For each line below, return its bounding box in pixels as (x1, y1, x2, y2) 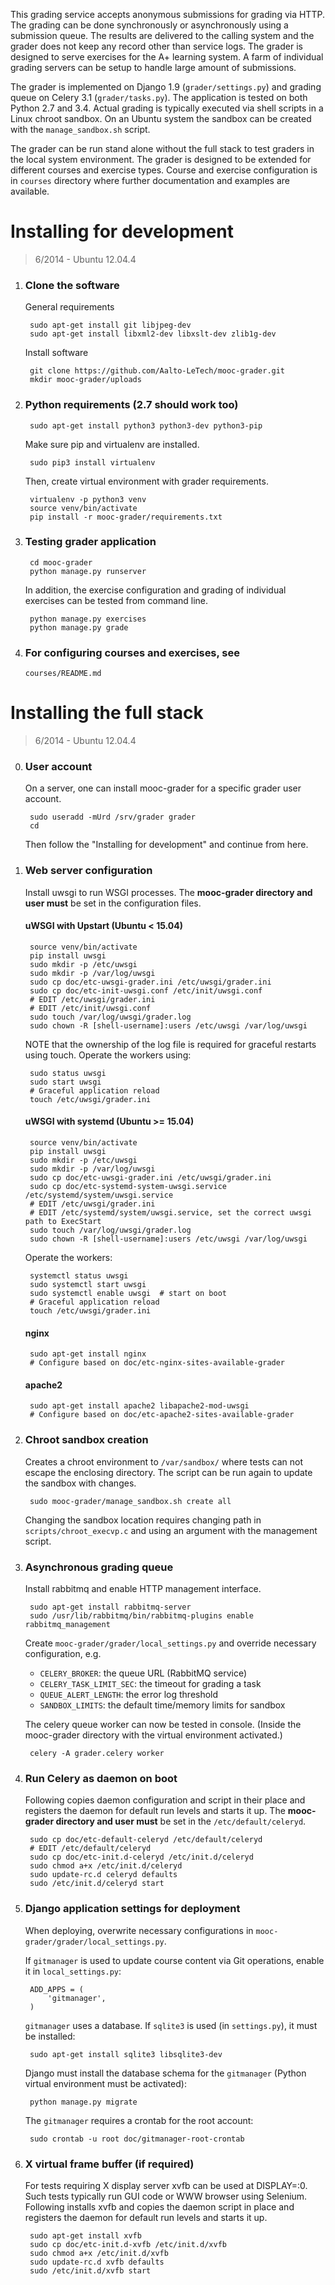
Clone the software (24, 278, 120, 292)
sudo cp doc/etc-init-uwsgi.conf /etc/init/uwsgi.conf (29, 985, 263, 996)
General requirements (24, 301, 115, 313)
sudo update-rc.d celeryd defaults (29, 1870, 178, 1880)
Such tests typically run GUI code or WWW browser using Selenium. (24, 2190, 308, 2202)
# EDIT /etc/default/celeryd (29, 1844, 152, 1854)
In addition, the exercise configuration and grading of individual (24, 584, 287, 596)
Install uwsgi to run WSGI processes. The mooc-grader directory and (24, 886, 313, 898)
